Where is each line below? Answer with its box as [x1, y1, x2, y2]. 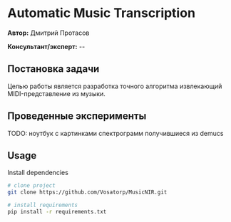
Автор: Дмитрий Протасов [7, 28, 90, 37]
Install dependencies [7, 169, 69, 177]
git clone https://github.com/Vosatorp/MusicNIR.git [7, 189, 168, 196]
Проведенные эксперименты [7, 110, 147, 122]
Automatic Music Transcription [7, 5, 196, 21]
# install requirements [7, 201, 78, 209]
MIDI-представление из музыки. [7, 89, 106, 97]
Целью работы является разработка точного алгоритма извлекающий [7, 82, 222, 90]
